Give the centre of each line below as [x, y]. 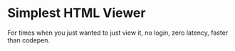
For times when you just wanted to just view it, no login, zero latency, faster [118, 33]
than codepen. [29, 40]
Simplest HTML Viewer [77, 13]
